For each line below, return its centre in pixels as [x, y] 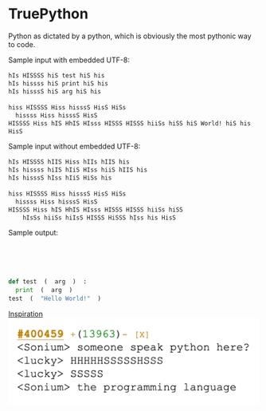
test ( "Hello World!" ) [55, 299]
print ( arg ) [44, 290]
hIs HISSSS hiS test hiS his [57, 75]
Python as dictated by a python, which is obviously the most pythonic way [130, 36]
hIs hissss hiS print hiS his [59, 83]
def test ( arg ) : [48, 282]
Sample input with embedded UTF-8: [69, 60]
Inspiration [26, 314]
